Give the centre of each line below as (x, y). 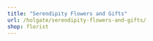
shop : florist (28, 26)
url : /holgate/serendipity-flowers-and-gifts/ (77, 20)
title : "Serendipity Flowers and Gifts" (68, 14)
